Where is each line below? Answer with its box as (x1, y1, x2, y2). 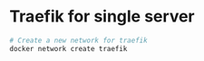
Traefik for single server (9, 6, 195, 27)
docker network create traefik (9, 44, 128, 53)
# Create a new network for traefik (9, 36, 148, 45)
